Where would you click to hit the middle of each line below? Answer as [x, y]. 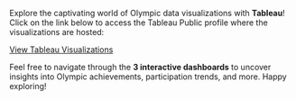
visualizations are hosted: [57, 32]
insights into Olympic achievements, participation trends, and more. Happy [148, 77]
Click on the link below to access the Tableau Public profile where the [139, 23]
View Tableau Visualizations [61, 50]
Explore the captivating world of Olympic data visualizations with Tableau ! [148, 13]
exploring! [28, 86]
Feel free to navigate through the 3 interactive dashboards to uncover [140, 67]
